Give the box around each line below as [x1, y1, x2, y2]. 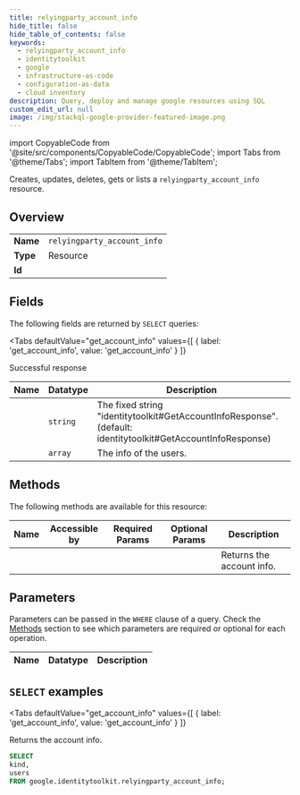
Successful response [9, 362, 87, 372]
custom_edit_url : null [9, 105, 94, 114]
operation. [9, 633, 47, 644]
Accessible [49, 522, 98, 534]
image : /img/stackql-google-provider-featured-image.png [9, 113, 226, 122]
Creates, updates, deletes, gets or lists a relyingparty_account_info [9, 174, 260, 184]
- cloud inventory [17, 88, 87, 97]
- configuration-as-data [17, 80, 110, 89]
